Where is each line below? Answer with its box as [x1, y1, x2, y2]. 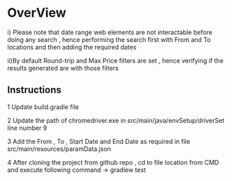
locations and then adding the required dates [7, 43, 137, 51]
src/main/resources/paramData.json [7, 145, 112, 153]
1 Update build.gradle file [7, 103, 79, 111]
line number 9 [7, 124, 48, 132]
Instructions [7, 84, 61, 96]
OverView [7, 5, 66, 21]
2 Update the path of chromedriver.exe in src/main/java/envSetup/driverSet [7, 116, 225, 124]
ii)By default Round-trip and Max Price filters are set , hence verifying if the [7, 56, 224, 64]
